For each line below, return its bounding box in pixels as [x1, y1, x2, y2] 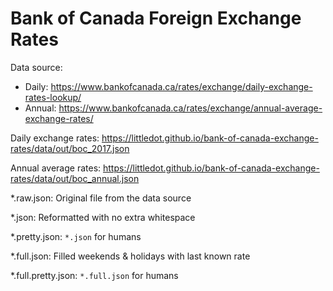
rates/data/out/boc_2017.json [10, 142, 130, 154]
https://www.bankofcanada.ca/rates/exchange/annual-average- [58, 102, 323, 114]
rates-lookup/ [24, 91, 82, 103]
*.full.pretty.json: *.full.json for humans [10, 269, 179, 281]
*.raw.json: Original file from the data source [10, 192, 192, 204]
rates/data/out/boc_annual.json [10, 172, 140, 184]
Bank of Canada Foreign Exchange [10, 7, 302, 30]
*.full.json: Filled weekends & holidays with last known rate [10, 250, 251, 262]
